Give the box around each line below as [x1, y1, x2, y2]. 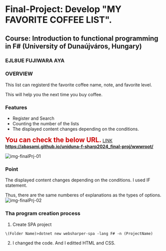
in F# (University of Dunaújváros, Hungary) [5, 42, 142, 51]
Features [5, 104, 27, 111]
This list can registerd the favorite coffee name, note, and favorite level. [5, 82, 152, 88]
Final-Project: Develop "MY [5, 4, 121, 15]
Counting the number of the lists [12, 121, 79, 127]
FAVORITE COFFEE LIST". [5, 14, 112, 26]
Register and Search [12, 115, 55, 121]
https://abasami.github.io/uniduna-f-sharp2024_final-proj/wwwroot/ [5, 144, 153, 150]
